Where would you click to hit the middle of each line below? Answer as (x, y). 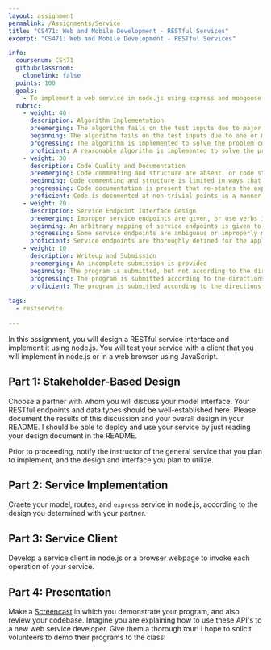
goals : (27, 91)
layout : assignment (41, 16)
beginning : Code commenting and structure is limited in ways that (146, 181)
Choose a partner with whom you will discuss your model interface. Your (129, 401)
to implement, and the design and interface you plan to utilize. (111, 460)
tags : (17, 301)
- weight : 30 (45, 158)
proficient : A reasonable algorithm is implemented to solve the (142, 150)
